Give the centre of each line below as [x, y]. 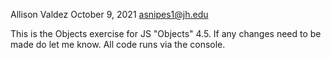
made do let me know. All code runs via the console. [118, 44]
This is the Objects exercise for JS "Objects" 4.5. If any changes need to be [166, 33]
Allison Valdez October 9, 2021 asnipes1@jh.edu [109, 14]
